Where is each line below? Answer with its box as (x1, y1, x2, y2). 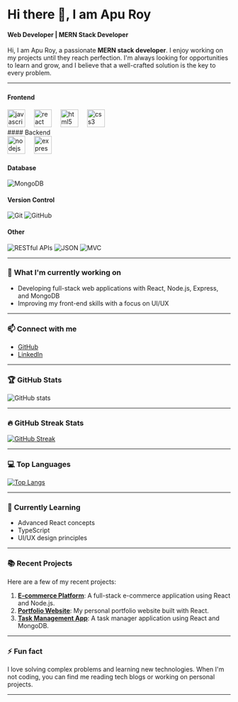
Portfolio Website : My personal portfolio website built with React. (17, 606, 209, 615)
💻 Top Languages (7, 459, 71, 469)
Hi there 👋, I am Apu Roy (7, 6, 152, 23)
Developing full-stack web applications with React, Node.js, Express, (17, 283, 219, 292)
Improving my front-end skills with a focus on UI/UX (17, 298, 169, 308)
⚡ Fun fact (7, 646, 43, 656)
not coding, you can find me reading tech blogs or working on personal (7, 672, 215, 681)
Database (7, 163, 37, 172)
